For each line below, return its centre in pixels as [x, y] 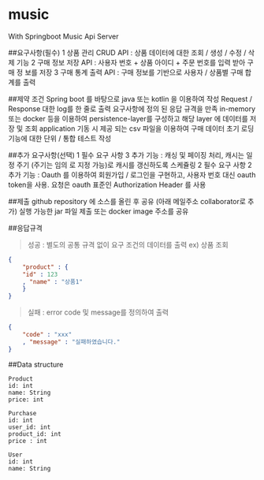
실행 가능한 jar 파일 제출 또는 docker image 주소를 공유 [104, 211]
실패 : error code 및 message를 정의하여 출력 [98, 312]
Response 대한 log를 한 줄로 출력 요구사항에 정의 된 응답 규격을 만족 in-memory [132, 109]
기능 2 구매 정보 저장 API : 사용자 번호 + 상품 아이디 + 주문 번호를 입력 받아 [131, 62]
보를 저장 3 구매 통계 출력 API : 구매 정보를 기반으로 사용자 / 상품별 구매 [134, 72]
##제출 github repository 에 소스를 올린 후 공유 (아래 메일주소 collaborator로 [127, 201]
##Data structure [36, 364]
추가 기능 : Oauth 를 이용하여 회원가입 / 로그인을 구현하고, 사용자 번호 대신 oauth [132, 174]
